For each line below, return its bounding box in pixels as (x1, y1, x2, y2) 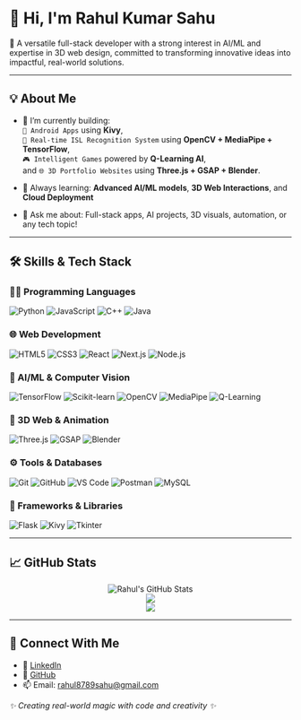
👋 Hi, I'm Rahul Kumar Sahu (9, 8, 216, 29)
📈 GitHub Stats (9, 555, 97, 570)
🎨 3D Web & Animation (9, 413, 109, 426)
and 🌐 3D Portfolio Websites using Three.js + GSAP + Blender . (21, 165, 261, 176)
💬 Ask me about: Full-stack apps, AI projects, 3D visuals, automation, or (21, 209, 288, 220)
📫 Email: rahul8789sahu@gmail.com (21, 679, 159, 690)
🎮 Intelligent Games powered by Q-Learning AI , (21, 152, 207, 164)
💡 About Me (9, 91, 77, 107)
